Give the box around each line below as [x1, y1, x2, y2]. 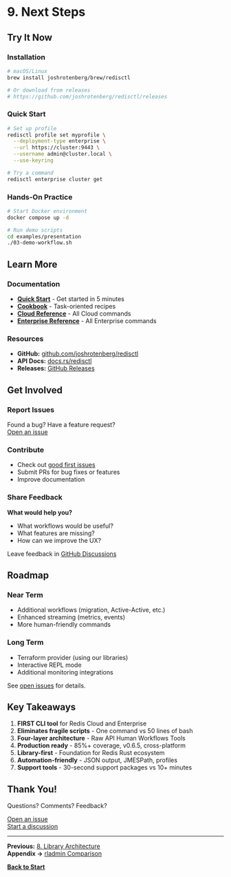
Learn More [7, 258, 58, 270]
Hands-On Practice [7, 192, 73, 202]
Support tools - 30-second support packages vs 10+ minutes [16, 763, 192, 772]
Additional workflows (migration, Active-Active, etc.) [16, 606, 166, 614]
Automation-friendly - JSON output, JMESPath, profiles [16, 756, 177, 765]
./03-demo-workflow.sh [7, 239, 72, 247]
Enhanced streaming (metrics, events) [16, 613, 126, 621]
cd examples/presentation [7, 233, 81, 240]
